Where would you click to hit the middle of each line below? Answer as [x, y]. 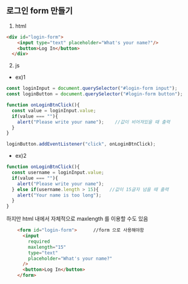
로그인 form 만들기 [39, 11]
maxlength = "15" [47, 247]
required [39, 242]
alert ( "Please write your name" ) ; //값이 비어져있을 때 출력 [94, 122]
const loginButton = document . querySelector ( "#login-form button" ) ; [95, 94]
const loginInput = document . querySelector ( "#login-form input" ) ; [92, 89]
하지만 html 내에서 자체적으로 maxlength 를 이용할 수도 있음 [77, 219]
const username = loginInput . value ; [58, 173]
